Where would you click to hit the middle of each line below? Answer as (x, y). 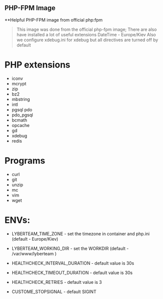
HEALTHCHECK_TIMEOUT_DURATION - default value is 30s (72, 273)
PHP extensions (37, 65)
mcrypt (19, 83)
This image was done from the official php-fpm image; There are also (87, 29)
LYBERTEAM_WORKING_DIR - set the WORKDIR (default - (70, 248)
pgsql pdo (22, 109)
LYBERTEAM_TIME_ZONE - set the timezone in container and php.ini (81, 234)
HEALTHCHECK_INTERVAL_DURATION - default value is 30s (73, 263)
